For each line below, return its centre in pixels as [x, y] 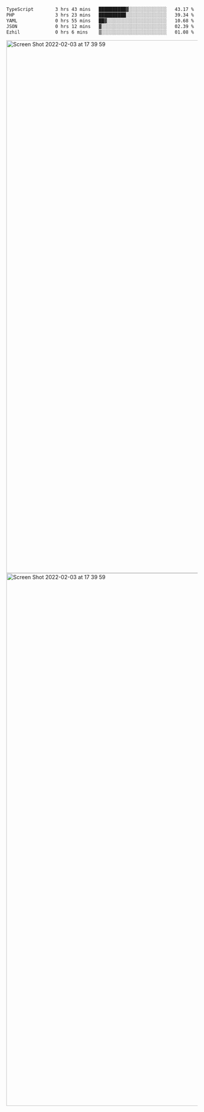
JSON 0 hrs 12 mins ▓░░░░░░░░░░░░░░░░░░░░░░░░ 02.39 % [100, 26]
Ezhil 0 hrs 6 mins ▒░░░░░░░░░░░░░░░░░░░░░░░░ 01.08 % [100, 32]
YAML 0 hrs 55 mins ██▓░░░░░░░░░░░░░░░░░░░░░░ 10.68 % [100, 21]
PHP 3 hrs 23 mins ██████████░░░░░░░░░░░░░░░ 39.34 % [100, 15]
